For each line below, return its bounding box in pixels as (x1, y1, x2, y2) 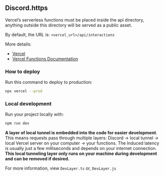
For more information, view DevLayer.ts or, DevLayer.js (5, 165, 117, 171)
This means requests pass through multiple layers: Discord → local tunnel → (5, 135, 159, 141)
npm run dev (5, 121, 29, 126)
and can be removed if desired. (5, 156, 70, 162)
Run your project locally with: (5, 111, 64, 117)
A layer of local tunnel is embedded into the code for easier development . (5, 130, 158, 136)
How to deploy (5, 68, 40, 75)
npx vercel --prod (5, 89, 43, 94)
